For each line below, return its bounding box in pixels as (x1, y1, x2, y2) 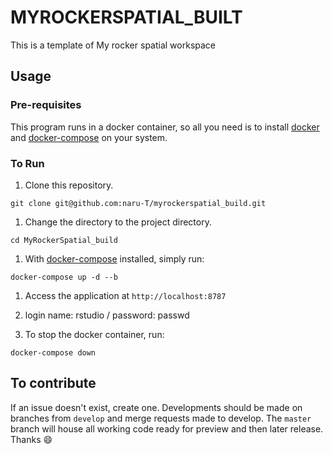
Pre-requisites (10, 98, 82, 112)
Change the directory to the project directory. (24, 216, 212, 228)
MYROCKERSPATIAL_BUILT (10, 6, 243, 29)
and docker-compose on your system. (10, 131, 168, 143)
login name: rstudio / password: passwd (24, 309, 190, 321)
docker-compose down (10, 347, 97, 358)
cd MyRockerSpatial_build (10, 235, 118, 245)
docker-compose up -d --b (10, 272, 118, 282)
